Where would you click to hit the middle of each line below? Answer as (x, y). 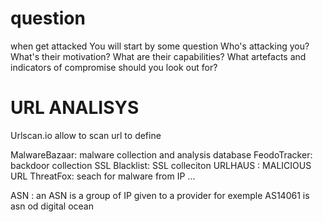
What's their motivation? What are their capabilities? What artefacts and (158, 56)
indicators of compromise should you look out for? (114, 67)
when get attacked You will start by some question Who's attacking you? (160, 46)
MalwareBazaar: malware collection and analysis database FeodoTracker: (161, 154)
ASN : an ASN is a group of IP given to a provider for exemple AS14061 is (160, 195)
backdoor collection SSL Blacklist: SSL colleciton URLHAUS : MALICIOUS (161, 165)
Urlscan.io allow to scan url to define (86, 135)
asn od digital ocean (52, 206)
